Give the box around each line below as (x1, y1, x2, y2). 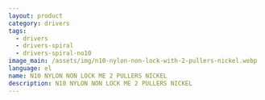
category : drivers (8, 19, 70, 27)
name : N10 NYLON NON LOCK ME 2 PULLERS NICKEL (8, 72, 168, 80)
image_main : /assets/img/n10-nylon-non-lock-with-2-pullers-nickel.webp (8, 57, 258, 65)
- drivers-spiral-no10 (15, 49, 92, 57)
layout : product (8, 11, 63, 20)
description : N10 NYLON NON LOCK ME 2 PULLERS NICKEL (8, 79, 193, 87)
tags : (8, 27, 27, 35)
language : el (8, 65, 52, 73)
